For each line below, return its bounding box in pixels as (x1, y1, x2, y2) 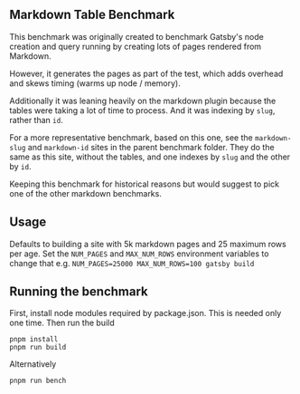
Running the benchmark (9, 284, 148, 300)
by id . (9, 160, 32, 171)
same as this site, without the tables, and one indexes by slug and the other (9, 151, 291, 162)
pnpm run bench (9, 376, 67, 386)
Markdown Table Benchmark (9, 7, 175, 23)
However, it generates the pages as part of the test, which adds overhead (9, 68, 284, 79)
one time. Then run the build (9, 317, 115, 329)
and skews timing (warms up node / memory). (9, 77, 181, 89)
